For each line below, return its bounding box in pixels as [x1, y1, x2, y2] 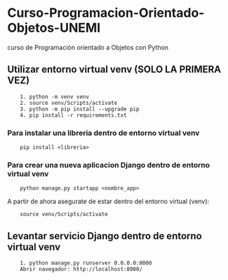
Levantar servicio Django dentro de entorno [7, 230, 202, 242]
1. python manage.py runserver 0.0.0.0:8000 [20, 260, 152, 267]
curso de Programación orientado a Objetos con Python [7, 43, 169, 51]
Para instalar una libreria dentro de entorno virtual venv [7, 128, 200, 138]
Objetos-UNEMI [7, 20, 101, 36]
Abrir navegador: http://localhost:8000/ [20, 266, 142, 273]
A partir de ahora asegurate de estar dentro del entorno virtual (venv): [7, 197, 210, 205]
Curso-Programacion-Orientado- [7, 5, 205, 21]
